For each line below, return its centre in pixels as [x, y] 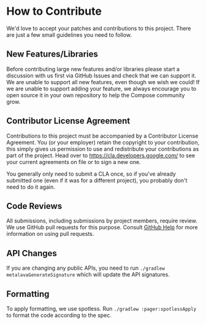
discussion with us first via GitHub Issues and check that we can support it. [101, 76]
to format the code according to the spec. [59, 315]
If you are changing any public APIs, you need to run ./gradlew [86, 268]
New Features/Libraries [52, 54]
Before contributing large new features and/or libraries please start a [93, 69]
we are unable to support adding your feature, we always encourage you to [101, 88]
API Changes [32, 253]
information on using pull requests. [50, 234]
